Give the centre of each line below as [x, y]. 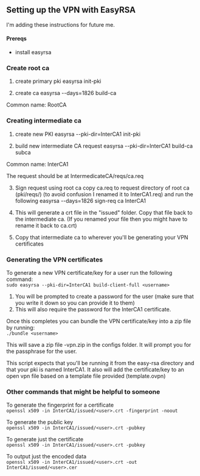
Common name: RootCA [36, 105]
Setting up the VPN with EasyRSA [71, 10]
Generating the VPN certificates [55, 260]
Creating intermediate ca [44, 121]
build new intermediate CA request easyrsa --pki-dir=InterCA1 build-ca [104, 146]
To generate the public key [40, 422]
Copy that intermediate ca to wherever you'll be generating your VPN [102, 237]
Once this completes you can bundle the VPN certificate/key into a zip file [99, 321]
